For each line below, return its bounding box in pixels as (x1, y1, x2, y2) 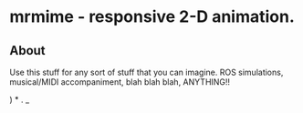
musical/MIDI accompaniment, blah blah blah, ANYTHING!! (9, 77, 231, 87)
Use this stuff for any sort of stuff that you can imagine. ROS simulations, (9, 67, 284, 77)
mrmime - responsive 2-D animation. (9, 6, 295, 27)
